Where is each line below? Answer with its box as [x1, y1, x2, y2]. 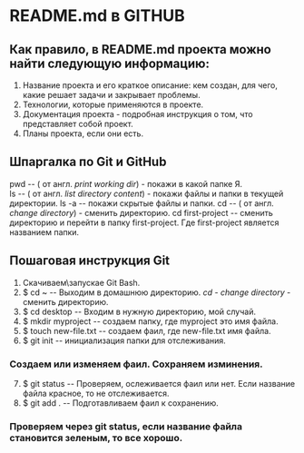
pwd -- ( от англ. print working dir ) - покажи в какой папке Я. [9, 178, 243, 189]
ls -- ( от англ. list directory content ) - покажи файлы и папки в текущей [9, 188, 284, 199]
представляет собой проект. [22, 119, 133, 129]
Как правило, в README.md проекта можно [9, 42, 272, 57]
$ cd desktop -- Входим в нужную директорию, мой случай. [22, 306, 257, 317]
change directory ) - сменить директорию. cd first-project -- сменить [9, 207, 274, 218]
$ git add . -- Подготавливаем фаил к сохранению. [22, 397, 220, 409]
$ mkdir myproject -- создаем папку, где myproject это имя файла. [22, 315, 279, 327]
